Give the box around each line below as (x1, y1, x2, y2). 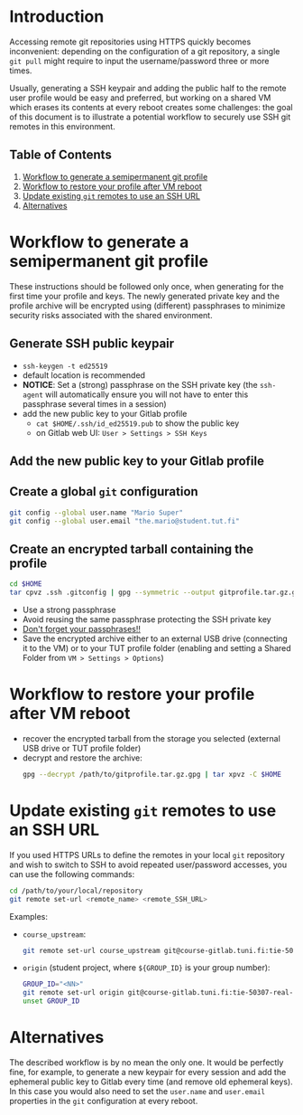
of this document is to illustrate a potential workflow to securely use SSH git (9, 111, 291, 122)
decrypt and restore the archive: (22, 752, 142, 763)
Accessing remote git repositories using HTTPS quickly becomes (9, 36, 252, 47)
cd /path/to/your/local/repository (9, 886, 143, 895)
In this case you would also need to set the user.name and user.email (9, 1085, 266, 1096)
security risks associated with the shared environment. (9, 309, 214, 320)
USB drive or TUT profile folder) (22, 742, 142, 753)
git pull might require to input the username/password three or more (9, 55, 270, 66)
